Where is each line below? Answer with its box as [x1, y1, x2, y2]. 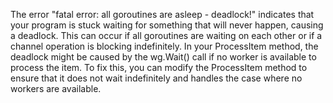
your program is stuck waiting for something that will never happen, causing [10, 19, 324, 31]
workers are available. [10, 83, 102, 94]
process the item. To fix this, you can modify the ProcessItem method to [10, 62, 308, 73]
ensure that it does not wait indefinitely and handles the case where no [10, 72, 303, 84]
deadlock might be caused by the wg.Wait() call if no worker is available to [10, 51, 317, 63]
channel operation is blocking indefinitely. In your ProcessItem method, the [10, 40, 319, 52]
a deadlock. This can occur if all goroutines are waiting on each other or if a [10, 30, 323, 41]
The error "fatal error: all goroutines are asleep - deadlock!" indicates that [10, 9, 315, 20]
